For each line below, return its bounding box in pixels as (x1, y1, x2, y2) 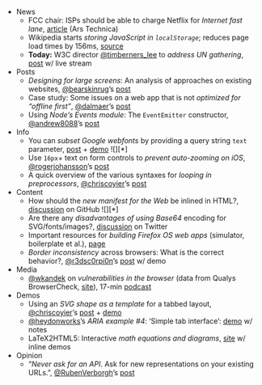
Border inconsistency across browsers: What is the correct (27, 247, 225, 257)
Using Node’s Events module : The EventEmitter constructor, (27, 110, 229, 120)
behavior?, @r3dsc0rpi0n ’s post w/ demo (27, 256, 167, 265)
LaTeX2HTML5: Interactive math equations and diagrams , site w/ (27, 333, 246, 343)
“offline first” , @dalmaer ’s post (27, 101, 131, 111)
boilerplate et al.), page (27, 239, 106, 248)
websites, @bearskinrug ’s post (27, 84, 131, 94)
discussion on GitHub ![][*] (27, 205, 119, 214)
